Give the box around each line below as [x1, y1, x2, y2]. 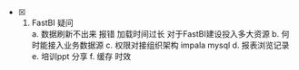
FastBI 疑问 [31, 17, 75, 28]
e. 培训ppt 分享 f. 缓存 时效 [31, 51, 132, 61]
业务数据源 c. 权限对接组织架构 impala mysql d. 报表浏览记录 [63, 39, 290, 50]
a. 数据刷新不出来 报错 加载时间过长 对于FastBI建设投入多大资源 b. [31, 29, 280, 39]
